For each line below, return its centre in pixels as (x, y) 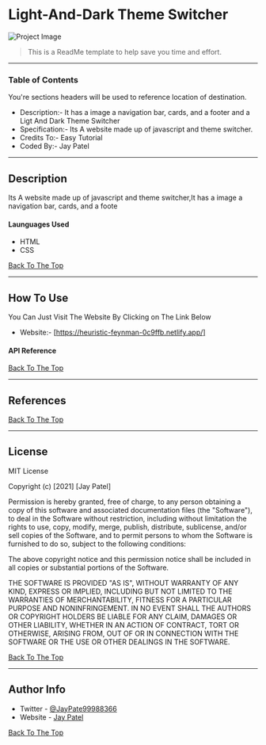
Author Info (37, 690)
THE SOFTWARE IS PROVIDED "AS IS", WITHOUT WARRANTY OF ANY (123, 583)
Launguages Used (39, 224)
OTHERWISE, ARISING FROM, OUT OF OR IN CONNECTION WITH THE (123, 633)
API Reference (32, 350)
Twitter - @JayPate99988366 (68, 709)
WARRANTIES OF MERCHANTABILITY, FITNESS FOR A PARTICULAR (120, 599)
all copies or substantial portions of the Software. (88, 567)
